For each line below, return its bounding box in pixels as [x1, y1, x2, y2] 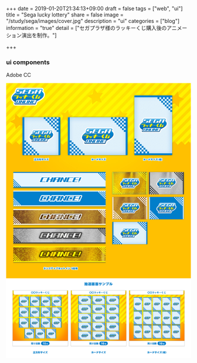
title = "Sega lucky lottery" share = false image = [6, 11, 124, 18]
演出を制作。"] [21, 32, 57, 39]
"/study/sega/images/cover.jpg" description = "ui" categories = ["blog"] [6, 18, 180, 24]
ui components [6, 58, 50, 66]
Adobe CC [6, 72, 31, 79]
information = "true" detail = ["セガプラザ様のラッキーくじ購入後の [6, 25, 167, 31]
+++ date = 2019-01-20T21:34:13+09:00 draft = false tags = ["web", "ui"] [6, 5, 183, 12]
